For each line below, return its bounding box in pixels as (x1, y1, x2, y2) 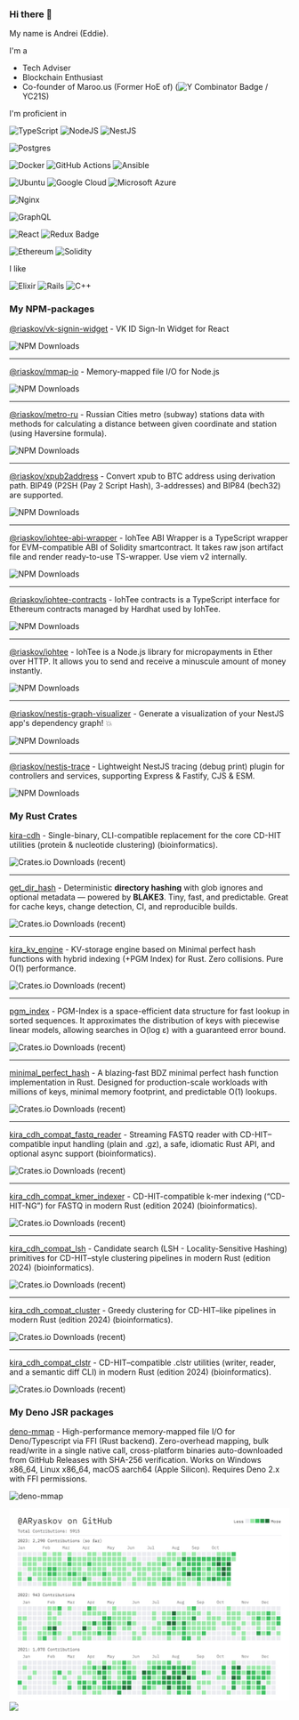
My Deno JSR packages (9, 1406, 114, 1418)
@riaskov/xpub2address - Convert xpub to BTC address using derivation (9, 471, 276, 481)
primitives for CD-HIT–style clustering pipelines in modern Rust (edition (9, 1252, 271, 1263)
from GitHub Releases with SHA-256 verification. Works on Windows (9, 1455, 262, 1466)
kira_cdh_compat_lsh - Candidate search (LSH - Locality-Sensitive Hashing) (9, 1243, 287, 1254)
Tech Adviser (21, 62, 71, 74)
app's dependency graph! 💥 (9, 717, 113, 728)
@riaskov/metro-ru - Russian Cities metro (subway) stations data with (9, 408, 265, 419)
